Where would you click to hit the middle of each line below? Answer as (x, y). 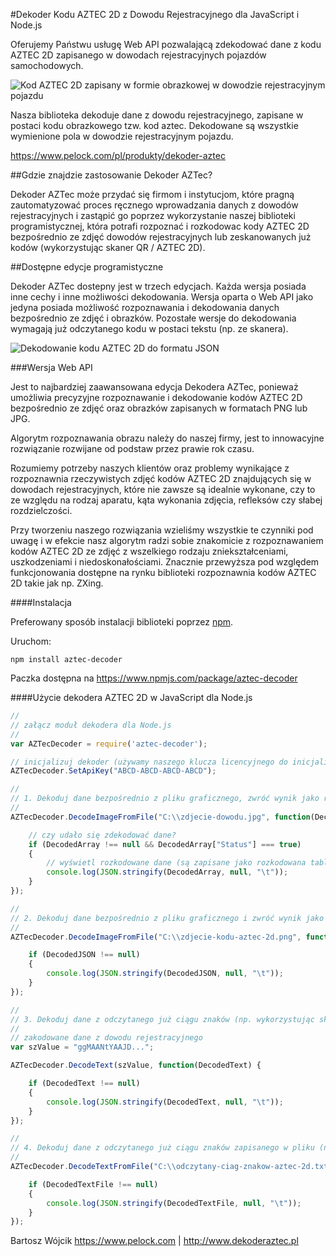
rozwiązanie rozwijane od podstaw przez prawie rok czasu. (132, 448)
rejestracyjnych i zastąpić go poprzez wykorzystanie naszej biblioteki (153, 215)
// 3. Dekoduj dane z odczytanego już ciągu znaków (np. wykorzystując (162, 1019)
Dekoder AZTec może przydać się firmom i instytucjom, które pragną (152, 194)
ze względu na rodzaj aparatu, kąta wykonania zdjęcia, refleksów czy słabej (166, 500)
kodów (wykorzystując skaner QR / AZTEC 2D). (108, 247)
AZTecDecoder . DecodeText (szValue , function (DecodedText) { (136, 1065)
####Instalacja (41, 602)
